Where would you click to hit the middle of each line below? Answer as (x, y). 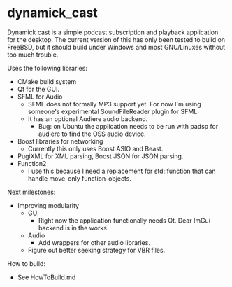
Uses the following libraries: (47, 68)
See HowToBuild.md (46, 277)
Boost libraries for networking (60, 141)
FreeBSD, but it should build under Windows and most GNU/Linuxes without (116, 47)
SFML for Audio (40, 97)
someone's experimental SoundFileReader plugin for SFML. (113, 111)
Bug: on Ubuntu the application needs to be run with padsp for (128, 126)
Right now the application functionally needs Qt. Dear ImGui (124, 220)
